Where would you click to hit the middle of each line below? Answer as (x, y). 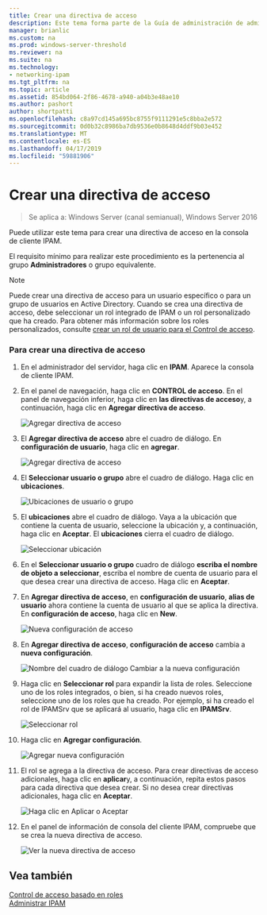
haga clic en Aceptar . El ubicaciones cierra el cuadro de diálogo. (127, 534)
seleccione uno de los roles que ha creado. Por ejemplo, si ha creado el (137, 701)
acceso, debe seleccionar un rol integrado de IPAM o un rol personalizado (130, 313)
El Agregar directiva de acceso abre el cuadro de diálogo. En (121, 438)
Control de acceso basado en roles (66, 895)
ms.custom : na (32, 38)
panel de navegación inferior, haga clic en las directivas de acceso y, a (136, 400)
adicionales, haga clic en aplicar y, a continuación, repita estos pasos (133, 779)
